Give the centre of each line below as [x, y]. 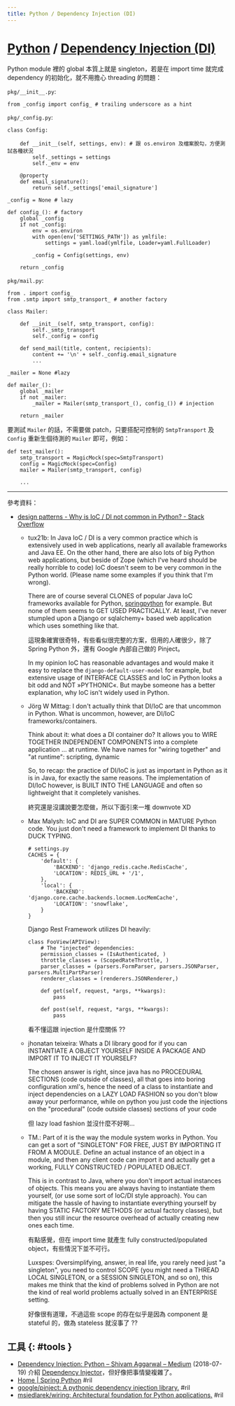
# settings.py [48, 849]
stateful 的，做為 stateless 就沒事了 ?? [83, 1323]
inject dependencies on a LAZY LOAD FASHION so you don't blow [123, 1094]
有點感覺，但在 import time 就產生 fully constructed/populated [117, 1239]
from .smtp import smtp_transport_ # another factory [87, 299]
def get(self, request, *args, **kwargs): [104, 991]
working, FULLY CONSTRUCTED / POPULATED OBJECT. [110, 1167]
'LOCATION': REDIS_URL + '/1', [99, 873]
